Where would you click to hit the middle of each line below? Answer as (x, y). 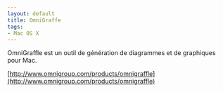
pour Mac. (22, 61)
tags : (15, 26)
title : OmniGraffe (34, 20)
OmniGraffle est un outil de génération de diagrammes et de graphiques (111, 53)
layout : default (31, 14)
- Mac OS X (23, 33)
